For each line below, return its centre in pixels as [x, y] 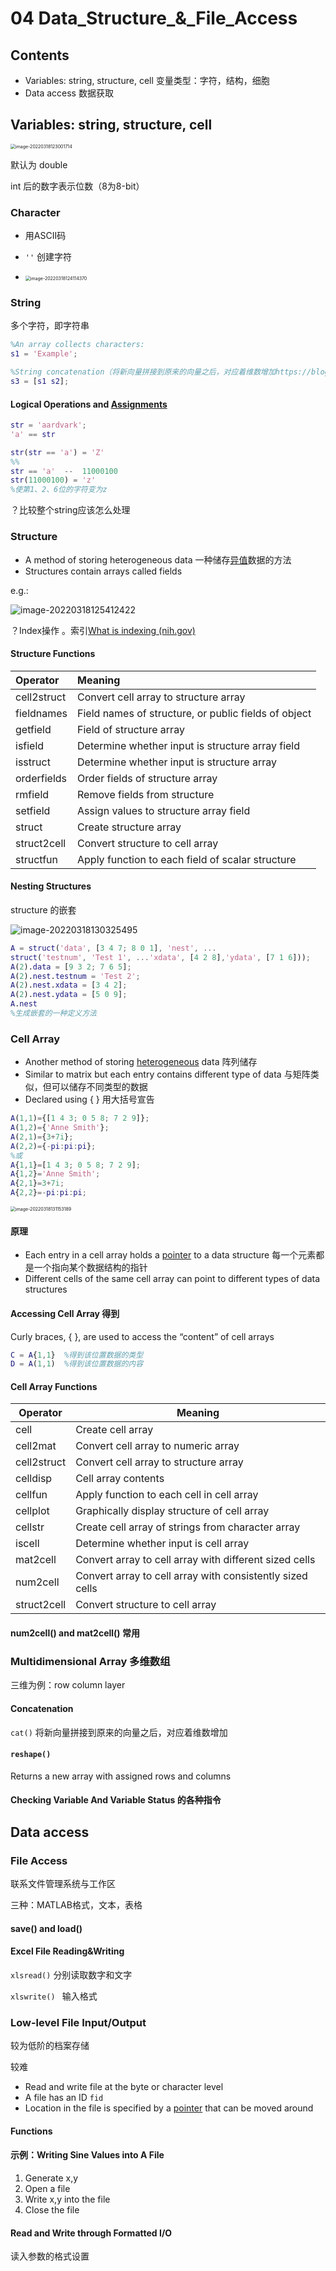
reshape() [31, 1755]
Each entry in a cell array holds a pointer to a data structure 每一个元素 [170, 1255]
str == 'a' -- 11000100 [64, 471]
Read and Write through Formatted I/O [91, 2233]
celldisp [34, 1479]
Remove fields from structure [146, 794]
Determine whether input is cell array [162, 1544]
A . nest [24, 1004]
